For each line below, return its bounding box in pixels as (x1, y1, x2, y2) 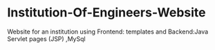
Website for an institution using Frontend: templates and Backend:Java (7, 27, 209, 36)
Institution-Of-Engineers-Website (7, 5, 206, 21)
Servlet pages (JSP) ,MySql (7, 34, 86, 42)
